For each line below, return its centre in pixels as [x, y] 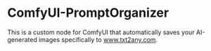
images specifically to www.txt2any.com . [98, 39]
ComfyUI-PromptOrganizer [88, 13]
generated [22, 39]
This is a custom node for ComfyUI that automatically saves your [101, 32]
